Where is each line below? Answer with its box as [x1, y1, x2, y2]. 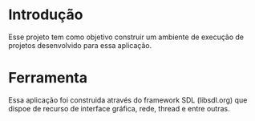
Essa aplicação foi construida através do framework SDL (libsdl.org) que [8, 95, 248, 105]
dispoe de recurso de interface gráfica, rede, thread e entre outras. [8, 103, 230, 113]
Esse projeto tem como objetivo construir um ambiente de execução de [8, 32, 245, 42]
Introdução [8, 6, 83, 24]
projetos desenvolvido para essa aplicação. [8, 40, 152, 50]
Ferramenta [8, 69, 88, 87]
